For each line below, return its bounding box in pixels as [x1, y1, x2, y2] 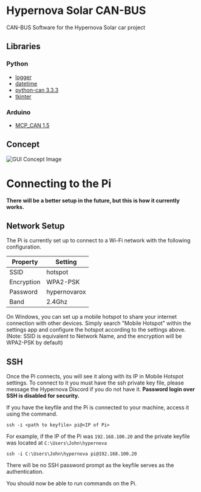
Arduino [6, 108, 31, 116]
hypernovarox [46, 288, 86, 296]
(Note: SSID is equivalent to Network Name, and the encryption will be [6, 332, 182, 340]
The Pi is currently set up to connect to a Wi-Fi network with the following [6, 237, 191, 244]
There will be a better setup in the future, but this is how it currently [6, 197, 180, 204]
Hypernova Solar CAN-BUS [6, 4, 146, 18]
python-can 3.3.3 [15, 86, 59, 94]
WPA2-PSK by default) [6, 339, 63, 346]
